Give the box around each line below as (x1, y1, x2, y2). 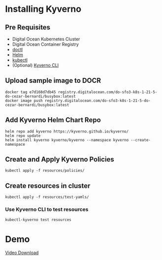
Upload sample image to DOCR (5, 76, 101, 85)
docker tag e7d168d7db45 (5, 90, 56, 95)
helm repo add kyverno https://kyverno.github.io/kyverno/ (5, 129, 129, 134)
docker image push (5, 98, 43, 103)
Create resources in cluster (5, 181, 91, 190)
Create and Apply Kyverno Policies (5, 155, 114, 163)
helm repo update (5, 133, 41, 138)
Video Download (5, 250, 39, 256)
